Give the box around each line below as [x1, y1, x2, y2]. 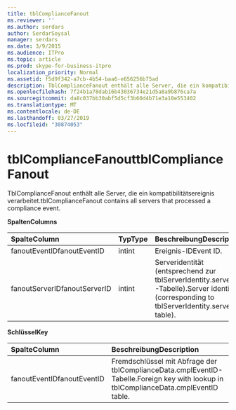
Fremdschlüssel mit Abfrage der [111, 357, 218, 367]
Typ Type [118, 234, 148, 244]
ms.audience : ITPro [7, 50, 65, 57]
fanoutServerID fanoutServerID [11, 284, 112, 294]
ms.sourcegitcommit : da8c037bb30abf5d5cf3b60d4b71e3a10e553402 [7, 95, 197, 102]
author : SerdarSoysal [7, 29, 71, 37]
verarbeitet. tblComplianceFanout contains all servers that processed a [7, 197, 211, 205]
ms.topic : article [7, 56, 61, 63]
